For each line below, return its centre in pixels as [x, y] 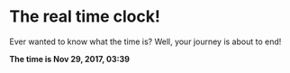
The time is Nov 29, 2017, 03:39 [70, 59]
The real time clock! [85, 17]
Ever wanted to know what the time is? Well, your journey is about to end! [145, 41]
